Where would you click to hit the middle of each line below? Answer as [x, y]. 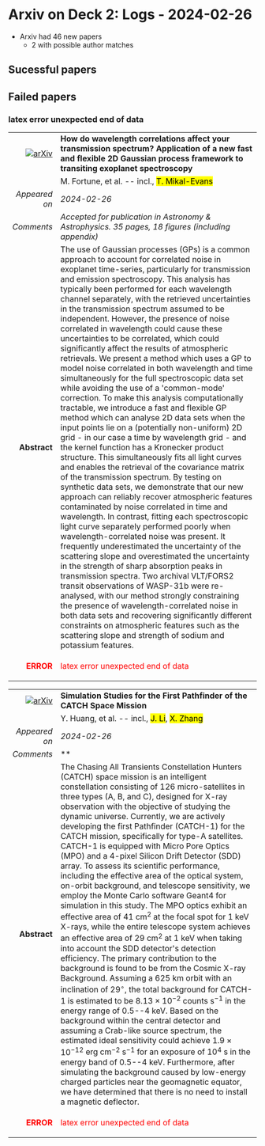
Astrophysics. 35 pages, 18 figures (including [146, 227]
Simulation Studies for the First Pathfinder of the [154, 696]
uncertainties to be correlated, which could [140, 339]
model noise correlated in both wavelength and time [157, 368]
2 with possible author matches [82, 44]
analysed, [78, 596]
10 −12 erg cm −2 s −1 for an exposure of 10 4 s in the [155, 1051]
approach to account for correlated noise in [141, 260]
